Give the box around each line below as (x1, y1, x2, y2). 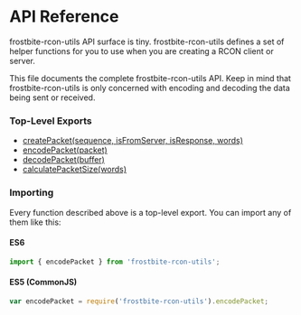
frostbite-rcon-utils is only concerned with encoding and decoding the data (9, 82, 291, 93)
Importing (9, 187, 54, 199)
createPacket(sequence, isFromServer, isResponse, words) (22, 135, 244, 146)
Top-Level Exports (9, 115, 92, 127)
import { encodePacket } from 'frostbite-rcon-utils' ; (9, 257, 221, 266)
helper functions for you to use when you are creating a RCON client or (9, 45, 274, 56)
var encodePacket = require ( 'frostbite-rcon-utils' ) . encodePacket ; (9, 296, 269, 306)
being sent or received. (9, 92, 96, 103)
